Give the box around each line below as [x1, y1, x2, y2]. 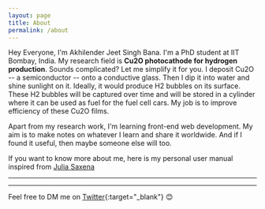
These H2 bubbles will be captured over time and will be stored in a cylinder [8, 90, 256, 99]
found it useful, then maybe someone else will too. [8, 139, 172, 148]
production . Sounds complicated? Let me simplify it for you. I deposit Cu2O [8, 65, 255, 74]
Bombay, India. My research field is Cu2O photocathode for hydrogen [8, 56, 238, 65]
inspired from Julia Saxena [8, 162, 95, 172]
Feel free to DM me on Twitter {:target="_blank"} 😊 [8, 192, 174, 202]
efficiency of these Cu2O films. [8, 106, 110, 116]
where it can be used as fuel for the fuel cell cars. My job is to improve [8, 98, 237, 107]
